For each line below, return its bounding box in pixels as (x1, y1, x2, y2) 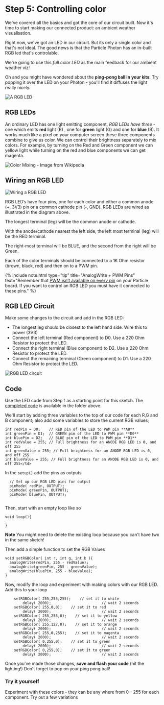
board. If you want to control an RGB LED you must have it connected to (5, 283, 150, 289)
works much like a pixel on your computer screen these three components (5, 131, 155, 138)
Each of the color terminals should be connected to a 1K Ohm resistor (5, 257, 145, 263)
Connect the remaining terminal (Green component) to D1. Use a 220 (12, 356, 151, 362)
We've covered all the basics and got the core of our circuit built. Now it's (5, 20, 153, 25)
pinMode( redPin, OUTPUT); (9, 484, 65, 488)
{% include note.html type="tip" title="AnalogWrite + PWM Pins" (5, 272, 136, 278)
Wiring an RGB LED (5, 176, 64, 185)
